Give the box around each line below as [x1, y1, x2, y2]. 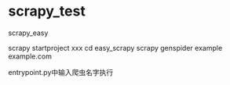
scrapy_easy [8, 28, 49, 37]
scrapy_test [8, 2, 86, 20]
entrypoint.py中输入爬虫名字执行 [8, 67, 114, 76]
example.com [8, 51, 53, 61]
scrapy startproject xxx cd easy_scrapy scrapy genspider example [8, 43, 223, 52]
